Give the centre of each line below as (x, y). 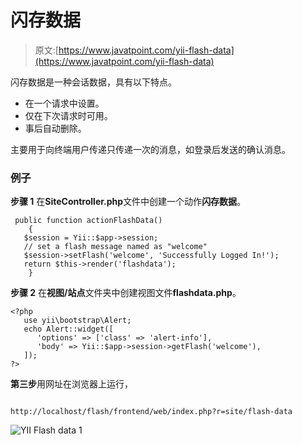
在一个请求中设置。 (64, 103)
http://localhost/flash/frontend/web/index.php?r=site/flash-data (151, 412)
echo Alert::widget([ (68, 329)
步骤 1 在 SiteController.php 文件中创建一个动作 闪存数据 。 (128, 202)
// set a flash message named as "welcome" (115, 247)
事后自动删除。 (55, 128)
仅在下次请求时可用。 (68, 115)
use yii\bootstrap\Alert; (77, 321)
